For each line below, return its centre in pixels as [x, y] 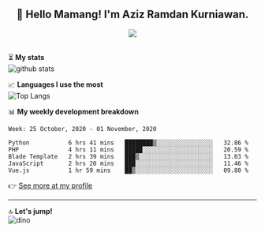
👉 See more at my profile [50, 185]
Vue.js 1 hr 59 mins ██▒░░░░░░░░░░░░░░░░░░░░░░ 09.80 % [128, 170]
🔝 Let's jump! [30, 211]
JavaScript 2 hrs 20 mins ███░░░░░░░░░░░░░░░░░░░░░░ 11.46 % [128, 163]
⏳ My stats [26, 57]
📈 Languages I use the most [56, 84]
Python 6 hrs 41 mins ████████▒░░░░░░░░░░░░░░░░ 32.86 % [128, 143]
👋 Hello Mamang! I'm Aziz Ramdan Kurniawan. [132, 15]
